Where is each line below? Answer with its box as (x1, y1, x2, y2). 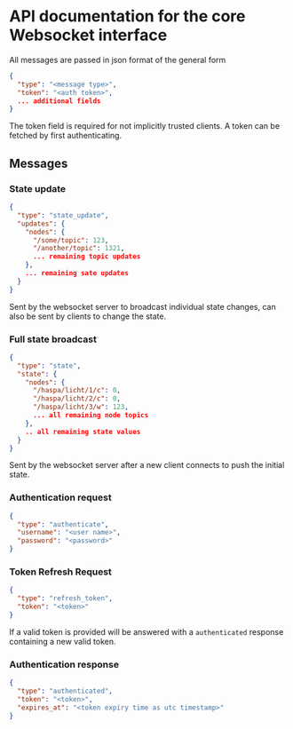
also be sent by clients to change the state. (9, 311, 167, 321)
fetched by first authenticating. (9, 131, 123, 141)
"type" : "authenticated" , (17, 686, 114, 696)
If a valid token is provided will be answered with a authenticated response (9, 626, 284, 637)
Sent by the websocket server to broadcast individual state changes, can (9, 301, 277, 312)
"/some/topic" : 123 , (32, 235, 109, 245)
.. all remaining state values (25, 427, 141, 436)
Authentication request (9, 491, 113, 503)
